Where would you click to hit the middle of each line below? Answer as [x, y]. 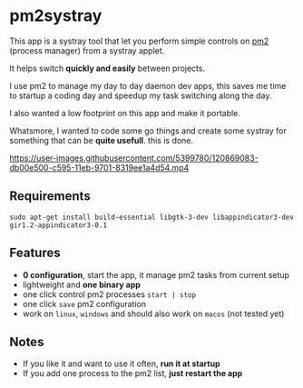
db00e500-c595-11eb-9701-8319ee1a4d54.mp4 [99, 167]
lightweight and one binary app [81, 284]
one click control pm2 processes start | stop [109, 294]
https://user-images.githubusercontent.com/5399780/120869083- [134, 158]
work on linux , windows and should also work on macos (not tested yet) [153, 313]
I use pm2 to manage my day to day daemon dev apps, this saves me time [148, 85]
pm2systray [56, 16]
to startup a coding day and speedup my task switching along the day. [141, 95]
